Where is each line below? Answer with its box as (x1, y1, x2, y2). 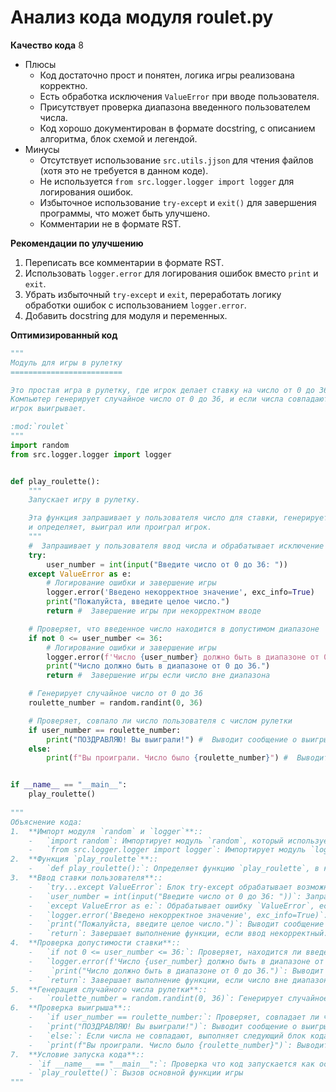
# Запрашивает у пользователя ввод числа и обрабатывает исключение (28, 541, 325, 551)
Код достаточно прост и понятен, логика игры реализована (39, 69, 295, 81)
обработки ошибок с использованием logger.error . (24, 299, 247, 311)
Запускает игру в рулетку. (28, 495, 141, 505)
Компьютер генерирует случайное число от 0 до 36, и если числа (10, 394, 284, 405)
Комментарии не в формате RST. (39, 217, 182, 230)
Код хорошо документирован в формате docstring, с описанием (39, 122, 316, 134)
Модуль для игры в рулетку (10, 357, 123, 368)
